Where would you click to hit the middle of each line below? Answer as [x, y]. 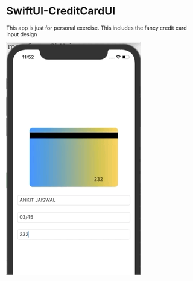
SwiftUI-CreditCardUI [61, 11]
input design [22, 34]
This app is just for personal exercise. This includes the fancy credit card [96, 28]
